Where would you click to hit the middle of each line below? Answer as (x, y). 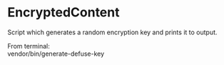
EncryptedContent (63, 12)
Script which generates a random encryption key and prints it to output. (112, 32)
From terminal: (29, 46)
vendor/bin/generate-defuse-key (56, 54)
